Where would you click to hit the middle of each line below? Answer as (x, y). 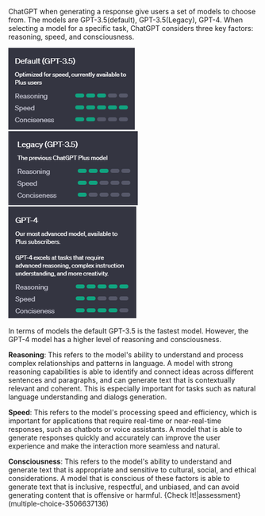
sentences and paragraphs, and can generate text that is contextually (122, 380)
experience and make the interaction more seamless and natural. (114, 446)
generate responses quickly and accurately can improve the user (114, 437)
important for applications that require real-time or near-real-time (115, 421)
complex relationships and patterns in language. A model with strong (121, 363)
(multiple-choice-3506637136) (59, 504)
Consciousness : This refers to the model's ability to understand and (120, 461)
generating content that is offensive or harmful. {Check (98, 495)
